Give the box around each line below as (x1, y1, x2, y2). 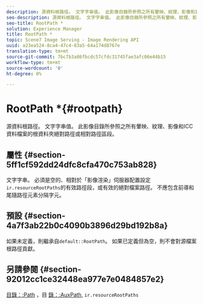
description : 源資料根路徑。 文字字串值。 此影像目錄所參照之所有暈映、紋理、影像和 (6, 8, 195, 15)
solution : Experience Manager (6, 25, 83, 32)
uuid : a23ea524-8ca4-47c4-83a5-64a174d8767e (6, 43, 120, 49)
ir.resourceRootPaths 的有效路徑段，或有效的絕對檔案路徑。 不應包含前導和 (6, 184, 195, 191)
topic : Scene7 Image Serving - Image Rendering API (6, 37, 139, 43)
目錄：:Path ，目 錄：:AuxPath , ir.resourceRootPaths (6, 291, 139, 298)
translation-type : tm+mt (6, 48, 69, 54)
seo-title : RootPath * (6, 20, 63, 26)
